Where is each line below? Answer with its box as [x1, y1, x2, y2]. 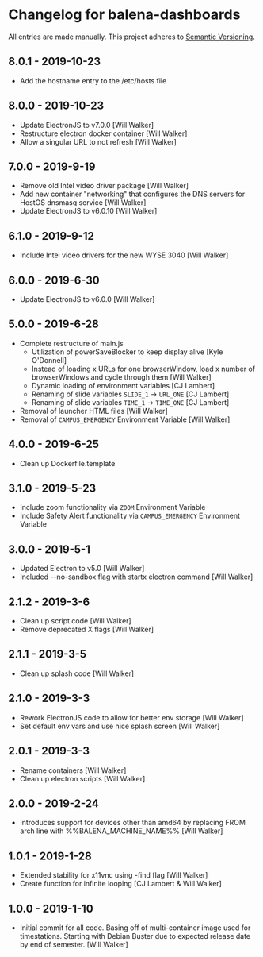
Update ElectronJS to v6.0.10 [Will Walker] [19, 206, 158, 216]
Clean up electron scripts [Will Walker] [19, 774, 146, 783]
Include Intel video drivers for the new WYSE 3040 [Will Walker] [19, 250, 229, 260]
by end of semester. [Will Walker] [19, 940, 128, 949]
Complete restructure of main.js [19, 338, 124, 348]
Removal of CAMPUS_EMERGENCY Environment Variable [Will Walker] [19, 415, 231, 424]
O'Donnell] [31, 355, 67, 365]
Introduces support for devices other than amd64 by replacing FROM [19, 818, 246, 828]
